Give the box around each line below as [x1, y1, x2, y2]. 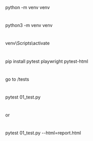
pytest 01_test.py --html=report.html [5, 130, 81, 136]
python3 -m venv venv [5, 22, 53, 29]
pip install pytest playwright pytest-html [5, 58, 88, 64]
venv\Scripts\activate [5, 40, 50, 46]
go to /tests [5, 76, 29, 82]
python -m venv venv [5, 5, 50, 10]
